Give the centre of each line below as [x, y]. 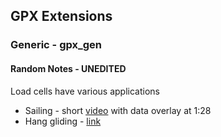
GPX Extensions [61, 16]
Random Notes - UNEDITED [68, 68]
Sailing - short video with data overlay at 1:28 [118, 110]
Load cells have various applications [85, 91]
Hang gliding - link [63, 121]
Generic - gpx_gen [56, 45]
